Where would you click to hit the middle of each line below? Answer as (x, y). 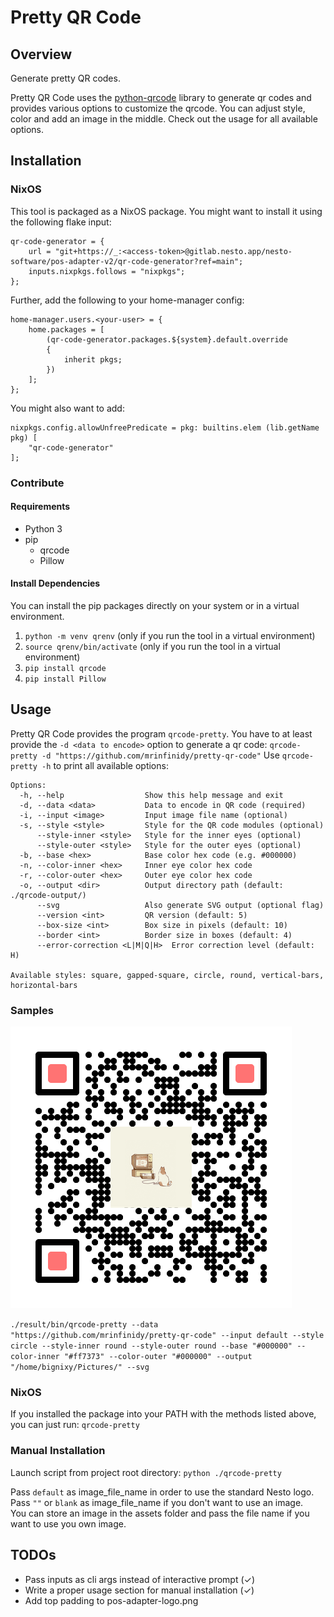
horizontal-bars (44, 985)
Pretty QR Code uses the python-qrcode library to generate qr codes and (161, 97)
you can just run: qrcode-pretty (75, 1425)
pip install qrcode (65, 669)
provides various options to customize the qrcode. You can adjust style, (158, 108)
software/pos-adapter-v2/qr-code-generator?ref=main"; (127, 261)
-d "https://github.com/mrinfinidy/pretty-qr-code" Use (160, 755)
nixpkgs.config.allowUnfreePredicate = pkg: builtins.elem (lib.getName (165, 427)
